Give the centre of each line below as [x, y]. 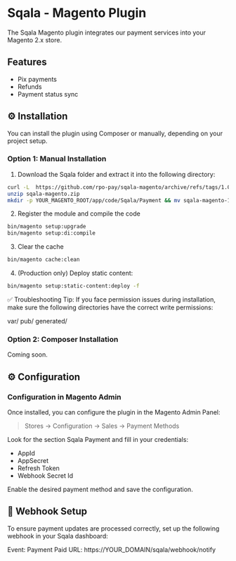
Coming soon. [27, 355]
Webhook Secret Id [45, 475]
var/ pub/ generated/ [38, 321]
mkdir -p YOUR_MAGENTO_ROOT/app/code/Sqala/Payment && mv [94, 200]
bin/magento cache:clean [44, 260]
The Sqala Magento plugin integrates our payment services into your [106, 32]
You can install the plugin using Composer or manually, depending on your [115, 133]
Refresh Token [38, 468]
